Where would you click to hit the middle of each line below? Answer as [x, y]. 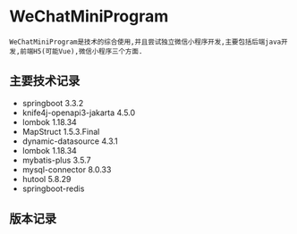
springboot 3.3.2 [53, 103]
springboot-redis [53, 188]
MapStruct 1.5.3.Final [61, 131]
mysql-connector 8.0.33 [67, 169]
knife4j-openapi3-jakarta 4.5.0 [79, 113]
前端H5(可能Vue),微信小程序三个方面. [81, 51]
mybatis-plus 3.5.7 [56, 160]
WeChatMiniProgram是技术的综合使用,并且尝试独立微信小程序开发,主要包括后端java [145, 42]
